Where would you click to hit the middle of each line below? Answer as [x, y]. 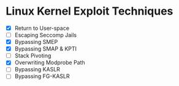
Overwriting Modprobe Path [50, 63]
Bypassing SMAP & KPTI [46, 49]
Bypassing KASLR [37, 70]
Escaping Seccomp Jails [46, 35]
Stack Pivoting [33, 56]
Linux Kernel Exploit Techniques [89, 11]
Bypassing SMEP [36, 42]
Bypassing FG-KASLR [42, 76]
